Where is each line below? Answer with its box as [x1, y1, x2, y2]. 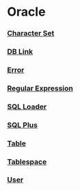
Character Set [7, 29, 55, 38]
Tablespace [7, 157, 47, 166]
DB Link [7, 47, 33, 57]
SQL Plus [7, 120, 38, 130]
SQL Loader [7, 102, 47, 111]
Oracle [7, 4, 46, 20]
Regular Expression [7, 83, 73, 93]
